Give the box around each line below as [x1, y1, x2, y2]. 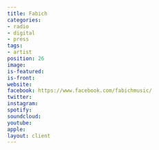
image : [7, 62, 26, 68]
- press [7, 36, 30, 43]
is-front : [7, 74, 36, 82]
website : [7, 81, 32, 88]
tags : [7, 42, 23, 49]
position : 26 [7, 55, 45, 62]
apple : [7, 126, 26, 133]
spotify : [7, 106, 32, 113]
